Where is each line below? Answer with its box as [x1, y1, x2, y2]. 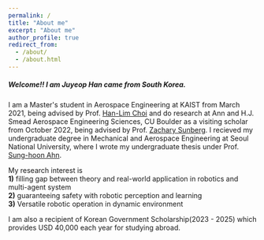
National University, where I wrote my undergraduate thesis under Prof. [8, 141, 239, 151]
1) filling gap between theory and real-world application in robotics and [8, 174, 239, 183]
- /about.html [15, 56, 61, 64]
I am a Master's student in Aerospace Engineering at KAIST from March [8, 99, 240, 109]
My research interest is [8, 165, 83, 174]
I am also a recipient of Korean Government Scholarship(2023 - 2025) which [8, 214, 257, 223]
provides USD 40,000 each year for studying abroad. [8, 223, 181, 232]
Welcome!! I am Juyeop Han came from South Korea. [8, 80, 187, 89]
